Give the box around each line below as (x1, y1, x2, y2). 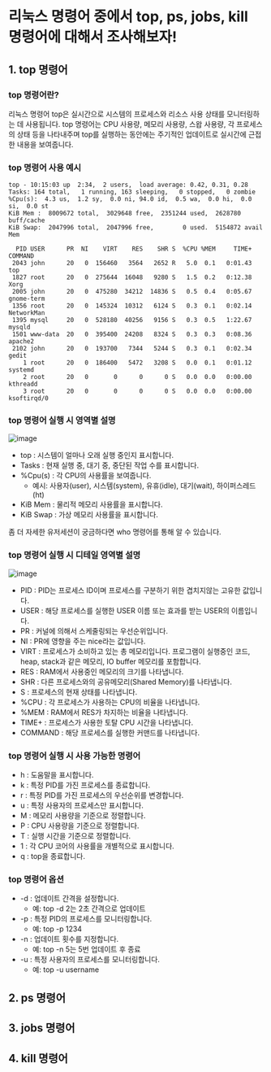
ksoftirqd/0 (8, 394, 49, 403)
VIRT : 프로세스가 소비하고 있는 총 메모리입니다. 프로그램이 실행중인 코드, (19, 646, 251, 656)
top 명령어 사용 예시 (8, 162, 82, 173)
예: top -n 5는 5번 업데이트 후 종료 (32, 944, 141, 954)
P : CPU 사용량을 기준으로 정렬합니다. (19, 821, 140, 830)
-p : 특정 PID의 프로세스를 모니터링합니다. (19, 914, 153, 924)
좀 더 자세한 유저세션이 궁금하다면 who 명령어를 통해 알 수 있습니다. (8, 527, 222, 537)
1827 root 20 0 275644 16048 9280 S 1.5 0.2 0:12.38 (11, 273, 252, 281)
